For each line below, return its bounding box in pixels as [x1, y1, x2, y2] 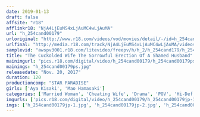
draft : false [6, 14, 39, 20]
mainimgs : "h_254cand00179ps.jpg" [6, 63, 92, 70]
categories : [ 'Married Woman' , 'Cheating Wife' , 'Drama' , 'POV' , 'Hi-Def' [6, 91, 196, 97]
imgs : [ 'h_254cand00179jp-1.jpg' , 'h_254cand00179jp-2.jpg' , [6, 102, 161, 108]
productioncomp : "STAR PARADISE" [6, 80, 89, 86]
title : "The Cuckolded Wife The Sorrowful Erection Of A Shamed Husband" [6, 53, 193, 58]
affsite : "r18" [6, 19, 44, 25]
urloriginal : [6, 36, 39, 42]
